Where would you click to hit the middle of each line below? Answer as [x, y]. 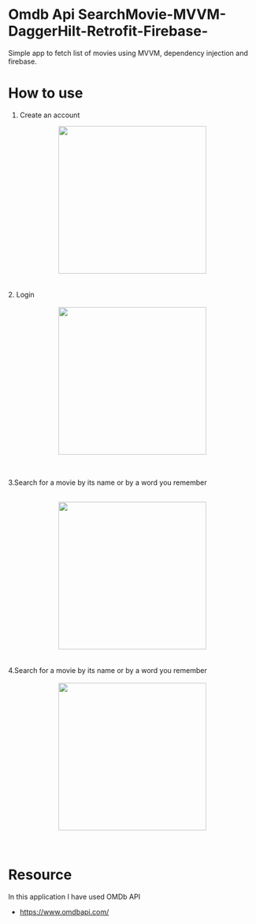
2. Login [22, 294]
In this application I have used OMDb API [74, 896]
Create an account [50, 115]
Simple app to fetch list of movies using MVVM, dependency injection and [128, 53]
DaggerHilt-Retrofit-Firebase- [108, 31]
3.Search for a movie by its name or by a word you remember [108, 482]
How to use [46, 93]
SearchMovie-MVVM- [152, 15]
